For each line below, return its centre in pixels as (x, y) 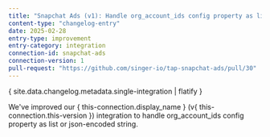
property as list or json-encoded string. (73, 124)
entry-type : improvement (50, 38)
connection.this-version (48, 115)
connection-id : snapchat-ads (57, 53)
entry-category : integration (57, 46)
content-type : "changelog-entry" (64, 23)
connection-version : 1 (46, 61)
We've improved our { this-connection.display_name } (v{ (103, 106)
